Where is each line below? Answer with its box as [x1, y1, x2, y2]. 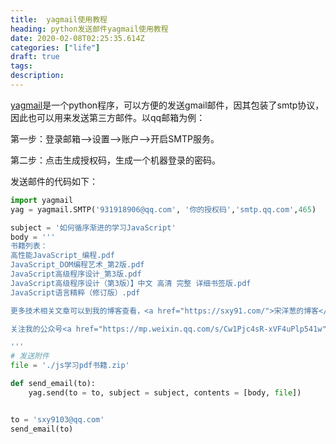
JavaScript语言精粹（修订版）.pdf [10, 287, 141, 298]
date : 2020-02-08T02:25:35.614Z [10, 33, 145, 43]
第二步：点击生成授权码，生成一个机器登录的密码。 [10, 154, 221, 166]
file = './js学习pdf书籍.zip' [10, 361, 130, 371]
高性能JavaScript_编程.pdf [10, 251, 115, 261]
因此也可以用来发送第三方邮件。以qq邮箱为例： [10, 111, 206, 123]
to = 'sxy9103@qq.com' [10, 414, 105, 425]
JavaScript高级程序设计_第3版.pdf [10, 269, 142, 279]
